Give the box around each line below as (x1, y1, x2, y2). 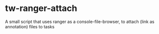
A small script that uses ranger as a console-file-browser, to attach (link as (5, 19, 155, 24)
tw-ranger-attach (5, 3, 78, 14)
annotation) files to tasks (5, 23, 55, 29)
